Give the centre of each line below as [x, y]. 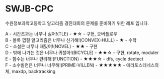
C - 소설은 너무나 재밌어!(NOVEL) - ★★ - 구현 [51, 46]
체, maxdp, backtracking [30, 71]
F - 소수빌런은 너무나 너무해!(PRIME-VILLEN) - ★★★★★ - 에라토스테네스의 [82, 65]
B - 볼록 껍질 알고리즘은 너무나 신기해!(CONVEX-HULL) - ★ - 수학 [71, 40]
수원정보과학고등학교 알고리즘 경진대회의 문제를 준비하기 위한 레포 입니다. [77, 23]
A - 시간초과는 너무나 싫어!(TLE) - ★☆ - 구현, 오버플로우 [61, 33]
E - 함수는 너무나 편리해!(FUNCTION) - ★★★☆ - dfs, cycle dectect [74, 58]
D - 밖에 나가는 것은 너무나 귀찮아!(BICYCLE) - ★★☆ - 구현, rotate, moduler [82, 52]
